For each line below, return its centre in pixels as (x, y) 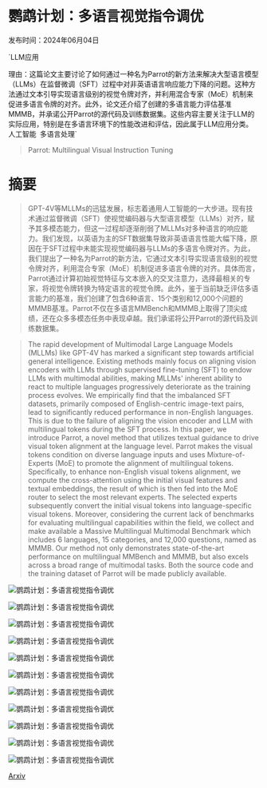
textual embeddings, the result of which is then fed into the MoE (133, 488)
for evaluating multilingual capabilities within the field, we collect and (141, 522)
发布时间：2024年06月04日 (54, 40)
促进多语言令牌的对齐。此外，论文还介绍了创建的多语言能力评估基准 (120, 104)
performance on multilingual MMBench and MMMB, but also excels (138, 556)
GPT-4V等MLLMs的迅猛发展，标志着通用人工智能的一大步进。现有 (137, 208)
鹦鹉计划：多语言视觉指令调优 (106, 16)
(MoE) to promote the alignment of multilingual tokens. (144, 463)
